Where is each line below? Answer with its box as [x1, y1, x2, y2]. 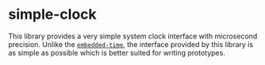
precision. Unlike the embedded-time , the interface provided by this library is [8, 39, 254, 49]
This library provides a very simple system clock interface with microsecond [8, 31, 258, 41]
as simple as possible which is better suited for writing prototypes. [8, 48, 226, 57]
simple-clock [8, 5, 97, 23]
